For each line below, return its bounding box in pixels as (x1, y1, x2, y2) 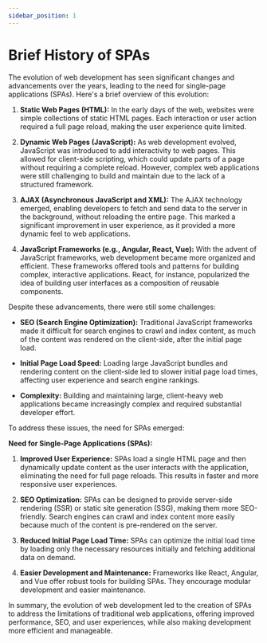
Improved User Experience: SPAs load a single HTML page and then (19, 453, 246, 463)
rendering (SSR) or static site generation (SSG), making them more (19, 503, 239, 512)
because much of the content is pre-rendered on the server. (19, 519, 218, 530)
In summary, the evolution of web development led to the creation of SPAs (8, 600, 253, 610)
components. (19, 286, 64, 296)
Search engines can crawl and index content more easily (49, 512, 235, 521)
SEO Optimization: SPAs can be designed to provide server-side (19, 495, 233, 504)
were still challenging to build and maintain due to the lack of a (19, 171, 226, 180)
